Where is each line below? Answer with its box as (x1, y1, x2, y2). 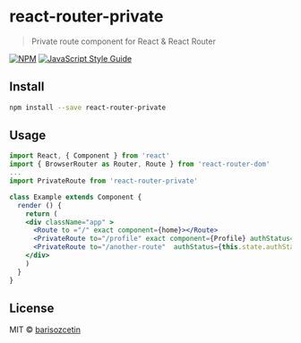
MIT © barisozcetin (9, 324, 82, 335)
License (9, 300, 55, 315)
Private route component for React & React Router (30, 36, 217, 47)
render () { (17, 201, 63, 210)
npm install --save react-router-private (9, 103, 167, 112)
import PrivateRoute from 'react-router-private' (9, 176, 199, 185)
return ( (25, 209, 58, 219)
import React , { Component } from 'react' (9, 151, 170, 160)
